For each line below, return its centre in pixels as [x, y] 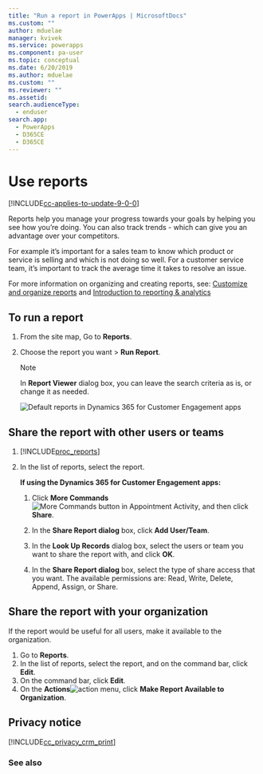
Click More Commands [70, 498]
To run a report [46, 318]
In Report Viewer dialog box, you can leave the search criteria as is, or [136, 383]
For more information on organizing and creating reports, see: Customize [128, 284]
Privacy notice [45, 722]
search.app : [28, 120]
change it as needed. [54, 391]
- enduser [31, 113]
